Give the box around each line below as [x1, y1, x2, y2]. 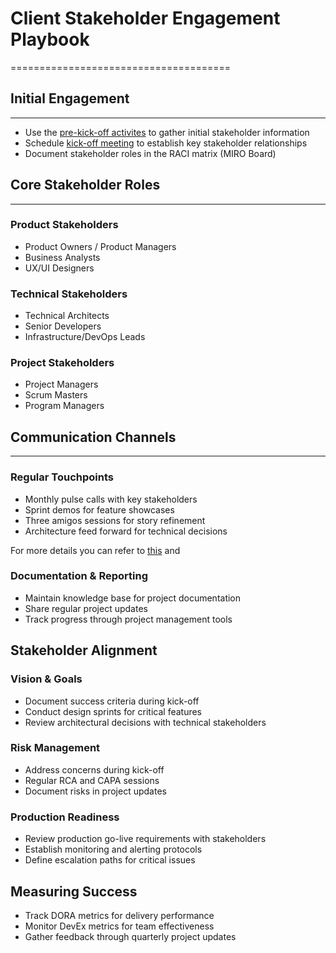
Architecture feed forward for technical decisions [24, 525, 228, 537]
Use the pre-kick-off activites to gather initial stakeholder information [24, 126, 310, 138]
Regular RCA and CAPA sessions [24, 774, 160, 786]
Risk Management [10, 741, 101, 755]
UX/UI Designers [24, 262, 95, 274]
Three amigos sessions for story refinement [24, 514, 206, 526]
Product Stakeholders [10, 218, 119, 232]
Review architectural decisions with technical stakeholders [24, 716, 267, 728]
